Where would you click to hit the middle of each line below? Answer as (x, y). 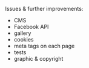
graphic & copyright (38, 59)
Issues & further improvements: (44, 9)
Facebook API (31, 27)
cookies (24, 39)
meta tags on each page (44, 46)
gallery (22, 33)
